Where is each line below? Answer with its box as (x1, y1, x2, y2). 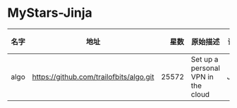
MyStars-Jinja (7, 5, 93, 21)
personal (190, 63, 221, 73)
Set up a (190, 54, 219, 64)
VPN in (190, 72, 214, 81)
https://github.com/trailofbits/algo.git (32, 72, 154, 81)
